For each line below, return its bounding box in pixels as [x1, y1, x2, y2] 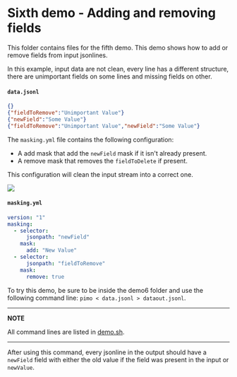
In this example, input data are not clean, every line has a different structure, [7, 64, 229, 73]
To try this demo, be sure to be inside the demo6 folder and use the [7, 286, 204, 294]
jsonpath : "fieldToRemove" [25, 260, 106, 267]
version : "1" [7, 214, 46, 221]
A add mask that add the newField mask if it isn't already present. [17, 149, 207, 157]
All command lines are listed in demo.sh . [7, 327, 125, 336]
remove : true [25, 273, 65, 280]
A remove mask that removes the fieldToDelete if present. [17, 156, 188, 165]
